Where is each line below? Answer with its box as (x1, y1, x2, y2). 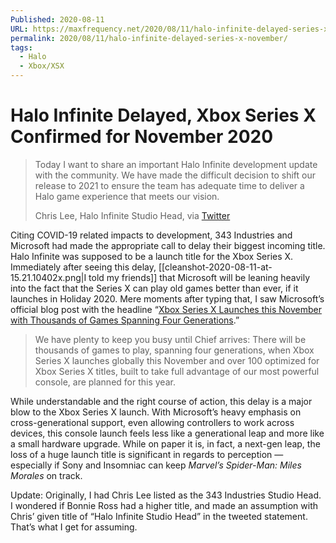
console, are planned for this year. (34, 376, 176, 388)
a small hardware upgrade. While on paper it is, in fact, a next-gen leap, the (10, 437, 321, 450)
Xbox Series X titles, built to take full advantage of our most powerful (34, 365, 320, 377)
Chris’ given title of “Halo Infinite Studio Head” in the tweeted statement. (10, 510, 308, 522)
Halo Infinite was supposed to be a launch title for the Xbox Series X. (10, 250, 294, 262)
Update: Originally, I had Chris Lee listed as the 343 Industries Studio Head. (10, 489, 322, 501)
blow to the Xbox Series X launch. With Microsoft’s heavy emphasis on (10, 406, 302, 418)
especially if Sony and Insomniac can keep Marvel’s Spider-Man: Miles (10, 459, 302, 471)
